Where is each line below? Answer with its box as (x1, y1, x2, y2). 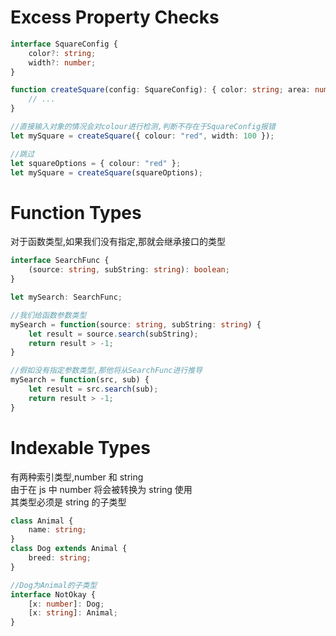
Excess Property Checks (10, 6, 220, 29)
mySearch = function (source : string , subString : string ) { (10, 319, 262, 330)
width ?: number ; (28, 57, 97, 68)
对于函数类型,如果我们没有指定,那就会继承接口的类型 (10, 236, 227, 248)
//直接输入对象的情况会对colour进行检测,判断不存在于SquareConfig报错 (10, 122, 276, 132)
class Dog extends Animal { (10, 544, 128, 554)
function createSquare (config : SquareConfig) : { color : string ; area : (10, 85, 311, 95)
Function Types (10, 201, 142, 224)
